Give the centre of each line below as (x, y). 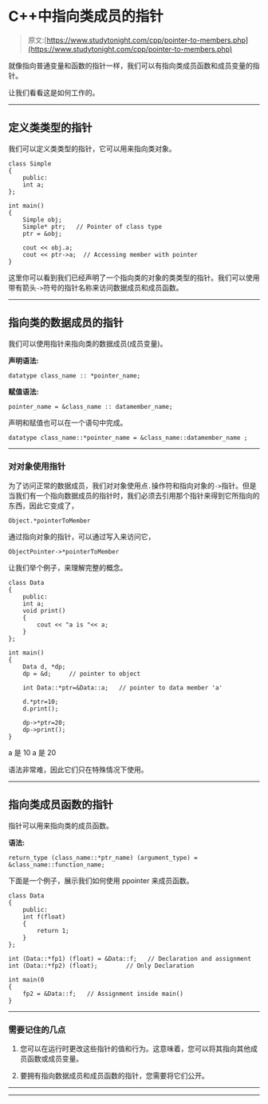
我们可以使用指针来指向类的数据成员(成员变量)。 (88, 343)
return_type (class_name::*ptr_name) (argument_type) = (103, 858)
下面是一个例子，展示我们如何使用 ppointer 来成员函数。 (101, 880)
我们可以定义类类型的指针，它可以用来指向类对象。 (92, 148)
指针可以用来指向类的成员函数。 (61, 826)
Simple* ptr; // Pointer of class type (92, 226)
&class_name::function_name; (57, 865)
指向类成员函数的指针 (61, 805)
